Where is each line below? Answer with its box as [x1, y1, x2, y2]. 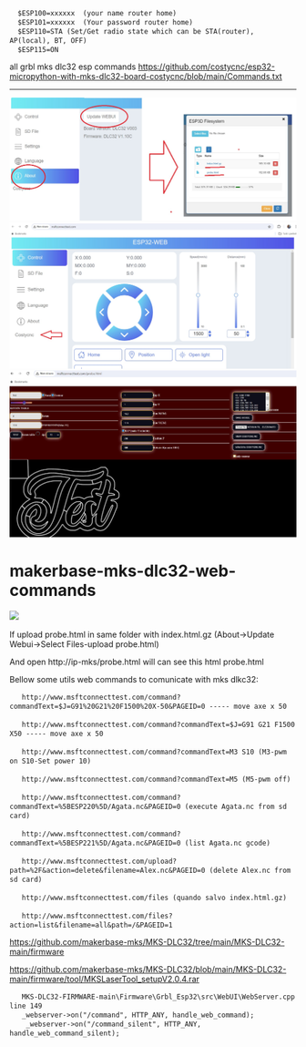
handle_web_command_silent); [9, 1029, 120, 1038]
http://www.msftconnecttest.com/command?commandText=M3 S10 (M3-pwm [21, 747, 287, 756]
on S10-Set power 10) [9, 756, 92, 765]
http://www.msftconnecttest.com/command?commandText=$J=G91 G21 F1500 [21, 720, 296, 729]
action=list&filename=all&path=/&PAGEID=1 [9, 920, 173, 929]
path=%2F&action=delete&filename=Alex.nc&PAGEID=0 [9, 866, 206, 875]
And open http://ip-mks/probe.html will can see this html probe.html [9, 656, 264, 667]
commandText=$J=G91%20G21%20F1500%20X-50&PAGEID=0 [9, 702, 206, 711]
